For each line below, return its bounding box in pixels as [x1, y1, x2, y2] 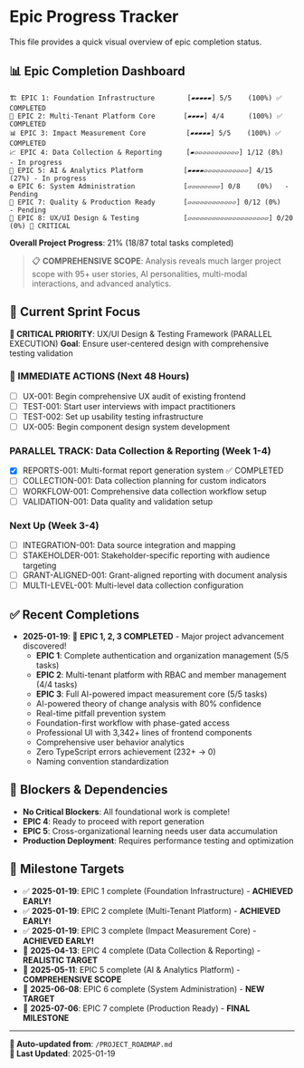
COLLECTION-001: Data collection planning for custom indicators [22, 476, 267, 486]
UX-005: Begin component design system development [22, 421, 231, 432]
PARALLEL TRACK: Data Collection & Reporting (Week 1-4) [9, 445, 271, 457]
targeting [22, 560, 57, 572]
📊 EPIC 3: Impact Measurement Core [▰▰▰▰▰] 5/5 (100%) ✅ [9, 129, 282, 138]
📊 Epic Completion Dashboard [9, 63, 185, 79]
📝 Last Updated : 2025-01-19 [9, 1048, 116, 1059]
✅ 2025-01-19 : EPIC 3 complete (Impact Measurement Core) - [22, 925, 257, 936]
